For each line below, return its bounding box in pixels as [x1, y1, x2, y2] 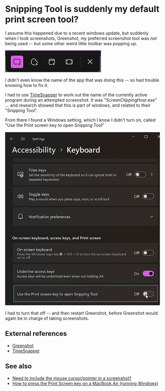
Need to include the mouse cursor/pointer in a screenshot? [12, 375, 132, 381]
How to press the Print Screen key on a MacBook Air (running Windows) [12, 380, 159, 386]
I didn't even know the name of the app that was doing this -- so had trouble [5, 77, 160, 83]
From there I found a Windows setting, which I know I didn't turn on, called [5, 117, 156, 123]
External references [5, 330, 67, 338]
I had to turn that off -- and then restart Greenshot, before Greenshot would [5, 310, 158, 316]
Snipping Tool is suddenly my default [5, 3, 160, 15]
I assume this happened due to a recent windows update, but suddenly [5, 30, 149, 36]
